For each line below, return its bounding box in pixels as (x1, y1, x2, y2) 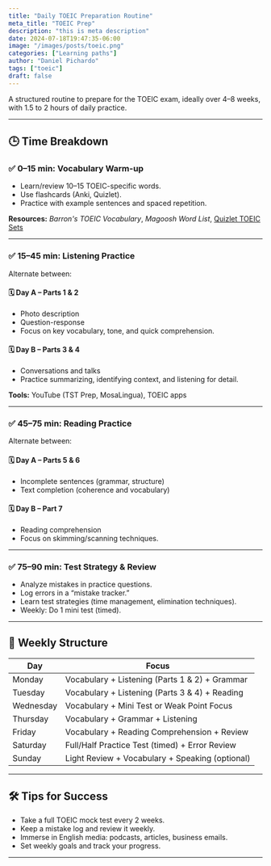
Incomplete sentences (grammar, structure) (19, 476, 165, 486)
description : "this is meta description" (8, 27, 150, 35)
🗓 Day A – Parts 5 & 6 (8, 455, 81, 465)
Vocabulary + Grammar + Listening (65, 713, 198, 724)
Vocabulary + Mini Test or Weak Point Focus (65, 700, 233, 711)
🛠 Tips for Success (8, 789, 109, 804)
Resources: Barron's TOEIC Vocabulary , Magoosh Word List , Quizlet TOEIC (8, 214, 261, 224)
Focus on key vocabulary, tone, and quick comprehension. (19, 326, 215, 335)
